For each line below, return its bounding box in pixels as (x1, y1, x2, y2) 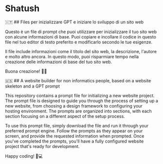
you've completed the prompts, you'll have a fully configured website (5, 138, 144, 144)
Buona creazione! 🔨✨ (5, 68, 47, 74)
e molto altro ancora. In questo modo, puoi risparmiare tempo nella (5, 54, 139, 59)
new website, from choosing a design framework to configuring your (5, 103, 143, 109)
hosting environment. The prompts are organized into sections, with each (5, 108, 152, 114)
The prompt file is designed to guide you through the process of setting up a (5, 98, 158, 104)
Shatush (5, 3, 40, 14)
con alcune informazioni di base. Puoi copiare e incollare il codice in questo (5, 34, 157, 39)
